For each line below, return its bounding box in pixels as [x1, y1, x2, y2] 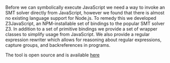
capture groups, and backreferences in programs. [5, 42, 111, 48]
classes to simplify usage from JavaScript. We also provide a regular [5, 31, 150, 37]
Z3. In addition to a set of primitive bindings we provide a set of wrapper [5, 26, 158, 32]
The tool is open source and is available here [5, 52, 100, 58]
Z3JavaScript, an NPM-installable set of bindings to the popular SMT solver [5, 20, 165, 26]
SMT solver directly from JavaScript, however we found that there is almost [5, 10, 165, 16]
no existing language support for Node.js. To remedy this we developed [5, 15, 157, 21]
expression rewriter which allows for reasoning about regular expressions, [5, 37, 162, 43]
